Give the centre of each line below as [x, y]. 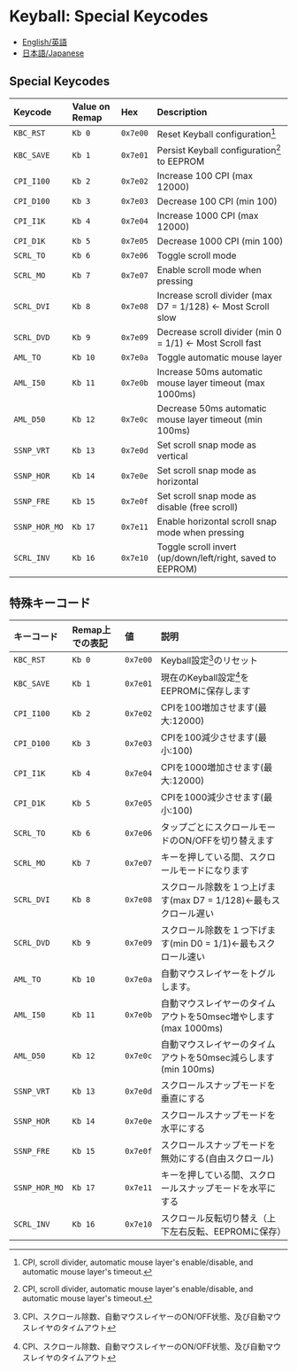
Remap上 [91, 630]
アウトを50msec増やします [218, 1017]
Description [182, 112]
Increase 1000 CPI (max [208, 216]
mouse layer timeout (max [211, 383]
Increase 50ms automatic [210, 372]
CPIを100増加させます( [209, 707]
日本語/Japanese [53, 53]
